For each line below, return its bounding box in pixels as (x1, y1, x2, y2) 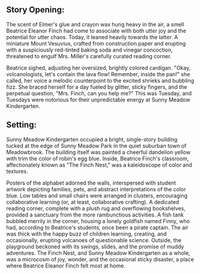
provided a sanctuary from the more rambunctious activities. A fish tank (6, 211, 184, 218)
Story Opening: (6, 5, 65, 15)
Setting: (6, 120, 37, 130)
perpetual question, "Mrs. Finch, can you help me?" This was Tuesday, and (6, 89, 192, 97)
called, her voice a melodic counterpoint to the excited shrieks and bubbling (6, 77, 195, 84)
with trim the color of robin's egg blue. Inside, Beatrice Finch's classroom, (6, 155, 189, 162)
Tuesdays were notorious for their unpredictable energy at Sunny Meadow (6, 96, 190, 103)
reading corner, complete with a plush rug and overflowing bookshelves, (6, 204, 186, 212)
